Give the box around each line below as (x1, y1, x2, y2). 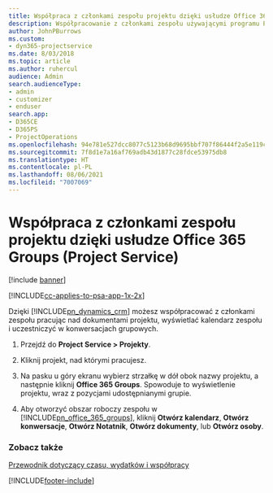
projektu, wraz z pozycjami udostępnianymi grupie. (19, 388, 192, 398)
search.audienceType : (8, 80, 82, 88)
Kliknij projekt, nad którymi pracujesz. (19, 355, 147, 364)
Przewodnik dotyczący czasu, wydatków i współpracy (8, 460, 189, 470)
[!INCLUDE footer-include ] (8, 476, 95, 486)
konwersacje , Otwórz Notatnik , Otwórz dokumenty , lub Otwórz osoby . (19, 421, 264, 431)
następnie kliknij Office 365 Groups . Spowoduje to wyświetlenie (19, 379, 236, 389)
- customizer (8, 95, 53, 103)
